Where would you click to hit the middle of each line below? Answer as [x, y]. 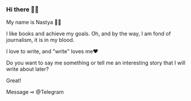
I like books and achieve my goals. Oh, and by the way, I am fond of [88, 34]
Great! [14, 81]
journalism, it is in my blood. [40, 40]
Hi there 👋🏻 [23, 9]
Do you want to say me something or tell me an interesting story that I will [96, 63]
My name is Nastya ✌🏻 [34, 22]
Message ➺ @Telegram [35, 92]
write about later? [28, 69]
